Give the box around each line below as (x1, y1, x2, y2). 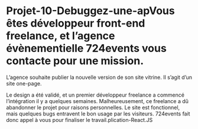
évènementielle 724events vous (6, 42, 167, 55)
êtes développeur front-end (6, 16, 145, 30)
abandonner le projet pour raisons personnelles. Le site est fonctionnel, (6, 104, 180, 111)
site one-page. (6, 80, 42, 87)
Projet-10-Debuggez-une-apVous (6, 4, 176, 18)
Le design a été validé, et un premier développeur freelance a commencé (6, 91, 185, 98)
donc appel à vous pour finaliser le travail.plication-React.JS (6, 116, 153, 123)
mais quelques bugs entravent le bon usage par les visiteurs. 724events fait (6, 110, 190, 117)
